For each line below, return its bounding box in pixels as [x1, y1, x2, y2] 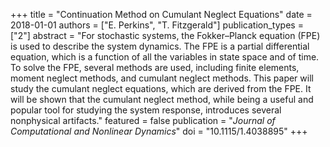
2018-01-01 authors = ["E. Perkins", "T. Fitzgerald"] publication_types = [10, 19, 304, 31]
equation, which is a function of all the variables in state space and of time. [10, 51, 320, 63]
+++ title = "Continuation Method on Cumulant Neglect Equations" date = [10, 9, 313, 20]
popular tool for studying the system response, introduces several [10, 104, 282, 116]
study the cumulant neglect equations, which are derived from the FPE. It [10, 83, 312, 94]
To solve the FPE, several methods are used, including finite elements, [10, 62, 300, 73]
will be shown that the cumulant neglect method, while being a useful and [10, 94, 314, 105]
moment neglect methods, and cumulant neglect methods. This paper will [10, 72, 314, 84]
